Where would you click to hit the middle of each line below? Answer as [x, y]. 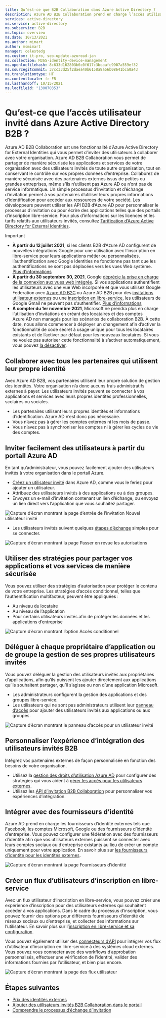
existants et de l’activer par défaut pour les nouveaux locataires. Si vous [85, 335]
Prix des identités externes [40, 999]
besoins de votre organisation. [36, 765]
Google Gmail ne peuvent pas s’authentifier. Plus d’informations [77, 303]
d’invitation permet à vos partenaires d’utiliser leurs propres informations [79, 195]
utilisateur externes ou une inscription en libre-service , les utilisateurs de [86, 298]
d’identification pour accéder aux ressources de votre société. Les [73, 200]
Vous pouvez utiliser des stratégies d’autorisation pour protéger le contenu [81, 586]
